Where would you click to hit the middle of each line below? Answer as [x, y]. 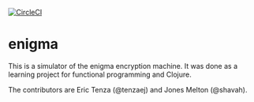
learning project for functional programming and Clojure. [100, 74]
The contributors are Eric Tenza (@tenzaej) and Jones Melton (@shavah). [128, 89]
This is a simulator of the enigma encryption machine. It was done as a [123, 66]
